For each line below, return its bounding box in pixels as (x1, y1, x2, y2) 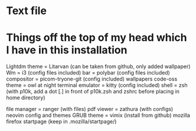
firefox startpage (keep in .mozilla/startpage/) (6, 118, 117, 125)
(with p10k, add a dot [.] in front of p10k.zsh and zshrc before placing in (6, 88, 180, 95)
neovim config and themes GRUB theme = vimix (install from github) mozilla (6, 112, 191, 119)
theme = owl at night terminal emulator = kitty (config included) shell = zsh (6, 82, 188, 89)
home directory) (6, 94, 45, 101)
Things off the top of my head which (6, 31, 187, 45)
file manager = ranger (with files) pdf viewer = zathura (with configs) (6, 106, 174, 113)
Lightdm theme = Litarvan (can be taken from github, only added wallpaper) (6, 63, 191, 70)
